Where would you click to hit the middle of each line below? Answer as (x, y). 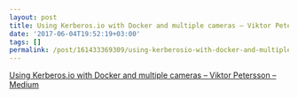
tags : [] (25, 42)
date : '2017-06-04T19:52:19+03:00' (75, 34)
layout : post (33, 17)
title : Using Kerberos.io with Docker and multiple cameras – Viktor (141, 26)
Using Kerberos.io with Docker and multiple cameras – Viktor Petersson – (143, 75)
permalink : (29, 50)
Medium (24, 85)
